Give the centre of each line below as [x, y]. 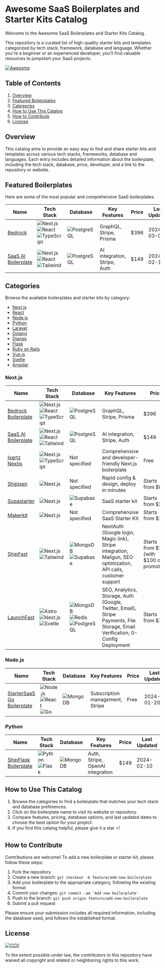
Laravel [20, 328]
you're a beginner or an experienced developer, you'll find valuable [73, 53]
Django [19, 339]
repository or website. [27, 170]
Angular [20, 365]
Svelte [19, 360]
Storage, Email [119, 627]
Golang [19, 334]
